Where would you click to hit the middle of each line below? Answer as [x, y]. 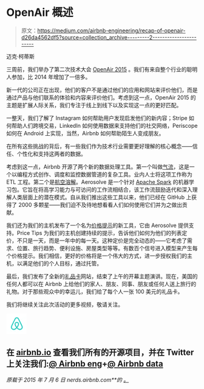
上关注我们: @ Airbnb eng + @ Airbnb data [85, 364]
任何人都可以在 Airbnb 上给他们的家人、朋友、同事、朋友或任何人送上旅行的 [101, 284]
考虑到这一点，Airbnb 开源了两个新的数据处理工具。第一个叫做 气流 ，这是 [98, 166]
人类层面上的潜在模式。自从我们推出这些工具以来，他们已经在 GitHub [98, 197]
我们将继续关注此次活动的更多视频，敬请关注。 [65, 304]
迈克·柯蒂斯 [21, 56]
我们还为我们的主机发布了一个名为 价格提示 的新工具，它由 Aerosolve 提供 [98, 225]
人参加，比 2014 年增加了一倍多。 [49, 77]
